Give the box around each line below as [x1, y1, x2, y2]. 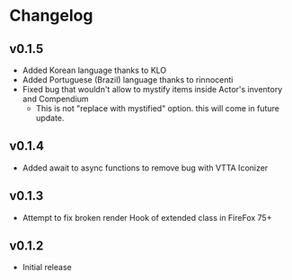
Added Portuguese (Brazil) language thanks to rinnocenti [22, 74, 234, 85]
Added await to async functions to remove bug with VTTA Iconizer [22, 162, 269, 173]
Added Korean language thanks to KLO [22, 65, 167, 75]
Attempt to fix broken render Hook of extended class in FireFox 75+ [22, 212, 272, 223]
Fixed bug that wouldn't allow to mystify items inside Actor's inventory [22, 84, 283, 94]
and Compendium [22, 93, 89, 104]
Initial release [22, 262, 72, 273]
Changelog [9, 5, 93, 26]
